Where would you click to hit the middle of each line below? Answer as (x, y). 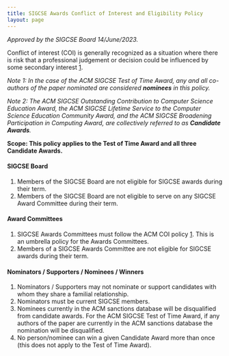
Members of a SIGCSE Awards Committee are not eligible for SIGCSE (114, 249)
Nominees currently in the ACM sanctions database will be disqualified (117, 309)
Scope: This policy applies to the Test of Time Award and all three (102, 143)
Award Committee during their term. (67, 203)
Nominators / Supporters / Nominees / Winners (76, 272)
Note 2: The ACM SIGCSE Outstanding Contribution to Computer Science (110, 101)
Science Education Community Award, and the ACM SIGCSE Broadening (109, 115)
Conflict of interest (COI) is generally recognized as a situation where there (113, 53)
